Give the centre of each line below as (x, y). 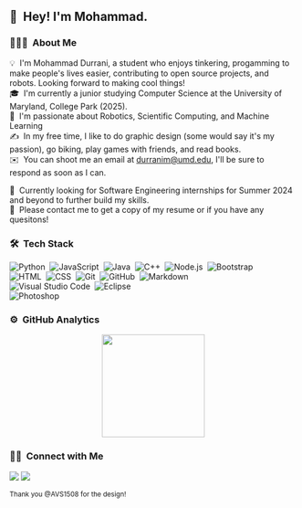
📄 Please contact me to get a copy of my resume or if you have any (137, 209)
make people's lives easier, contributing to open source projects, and (139, 73)
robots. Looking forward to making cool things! (97, 82)
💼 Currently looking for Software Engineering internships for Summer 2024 (151, 190)
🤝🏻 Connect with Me (57, 456)
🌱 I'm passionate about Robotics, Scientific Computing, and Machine (140, 116)
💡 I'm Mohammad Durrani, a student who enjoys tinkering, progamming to (150, 63)
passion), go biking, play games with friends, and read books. (125, 149)
